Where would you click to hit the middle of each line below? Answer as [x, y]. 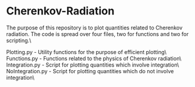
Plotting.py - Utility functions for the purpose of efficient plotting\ [86, 52]
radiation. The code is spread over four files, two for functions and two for [97, 34]
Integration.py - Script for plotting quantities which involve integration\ [93, 65]
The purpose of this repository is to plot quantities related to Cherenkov [95, 28]
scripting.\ [19, 40]
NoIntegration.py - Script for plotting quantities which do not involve [90, 71]
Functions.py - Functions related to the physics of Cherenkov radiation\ [94, 58]
